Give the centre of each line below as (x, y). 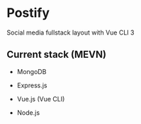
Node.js (28, 112)
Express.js (32, 85)
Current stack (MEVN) (57, 55)
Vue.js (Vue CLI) (41, 99)
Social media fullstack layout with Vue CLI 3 (70, 32)
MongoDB (32, 71)
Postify (28, 13)
